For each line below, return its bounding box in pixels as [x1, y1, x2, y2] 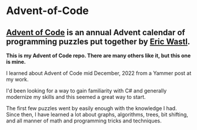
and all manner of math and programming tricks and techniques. [6, 117, 162, 124]
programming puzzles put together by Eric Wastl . [6, 36, 191, 46]
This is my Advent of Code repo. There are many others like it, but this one [6, 52, 191, 59]
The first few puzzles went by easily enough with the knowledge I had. [6, 105, 178, 112]
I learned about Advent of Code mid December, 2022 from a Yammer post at [6, 70, 192, 77]
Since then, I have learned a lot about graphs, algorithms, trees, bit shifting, [6, 111, 188, 118]
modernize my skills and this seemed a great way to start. [6, 94, 146, 100]
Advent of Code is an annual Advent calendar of [6, 28, 185, 37]
